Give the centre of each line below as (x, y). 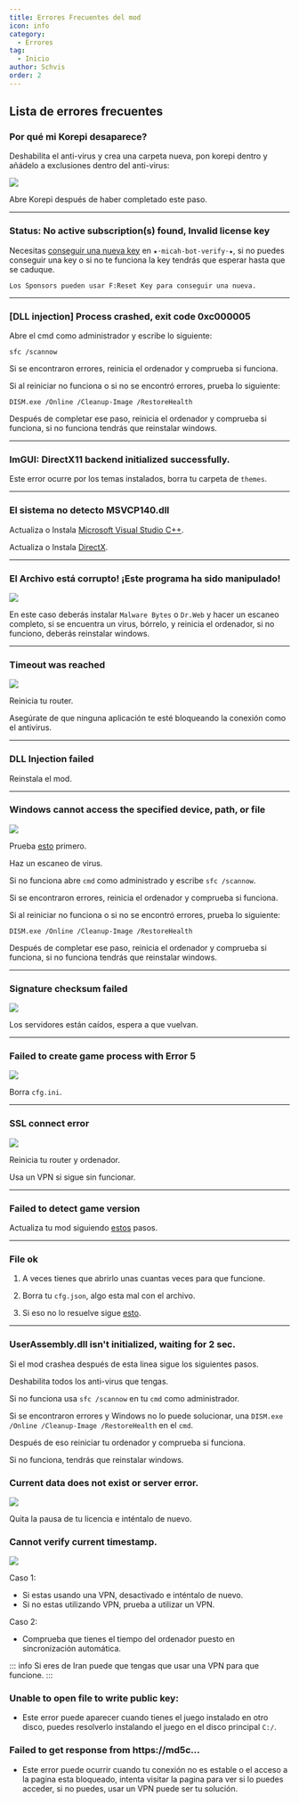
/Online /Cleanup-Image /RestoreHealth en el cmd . (101, 1425)
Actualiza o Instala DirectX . (59, 547)
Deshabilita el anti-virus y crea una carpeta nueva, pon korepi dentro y (139, 156)
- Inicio (33, 59)
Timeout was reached (57, 664)
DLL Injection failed (52, 759)
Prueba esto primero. (48, 846)
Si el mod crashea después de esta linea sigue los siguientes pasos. (134, 1364)
